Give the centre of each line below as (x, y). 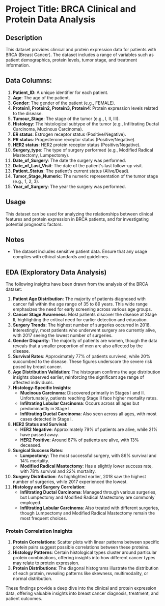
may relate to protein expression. (46, 563)
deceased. (31, 445)
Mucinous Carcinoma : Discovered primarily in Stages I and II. (82, 393)
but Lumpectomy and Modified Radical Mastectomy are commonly (87, 497)
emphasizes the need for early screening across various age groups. (82, 309)
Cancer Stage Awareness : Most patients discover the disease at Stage (85, 315)
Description (24, 38)
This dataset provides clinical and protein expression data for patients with (81, 49)
